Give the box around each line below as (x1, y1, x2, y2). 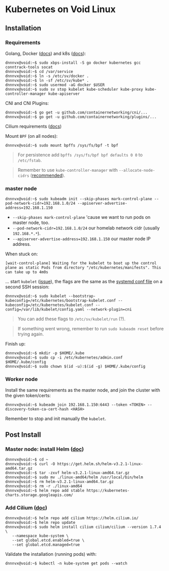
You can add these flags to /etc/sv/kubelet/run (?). (17, 316, 126, 322)
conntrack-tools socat (5, 64, 53, 69)
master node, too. (12, 219, 49, 226)
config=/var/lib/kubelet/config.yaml (5, 307, 85, 312)
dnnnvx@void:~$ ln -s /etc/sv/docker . (5, 73, 89, 79)
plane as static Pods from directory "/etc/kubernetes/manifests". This (5, 265, 161, 271)
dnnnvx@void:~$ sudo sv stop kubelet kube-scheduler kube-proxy (5, 87, 143, 92)
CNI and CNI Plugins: (5, 100, 49, 106)
